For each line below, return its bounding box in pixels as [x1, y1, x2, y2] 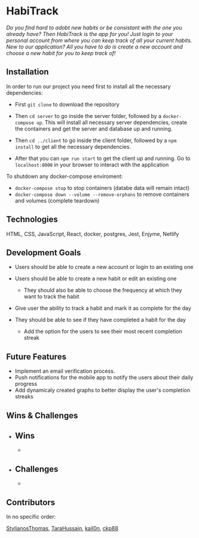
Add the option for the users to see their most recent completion [23, 328, 182, 335]
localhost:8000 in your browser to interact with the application [14, 161, 169, 168]
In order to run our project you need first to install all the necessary [6, 83, 172, 90]
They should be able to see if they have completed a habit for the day [14, 316, 186, 324]
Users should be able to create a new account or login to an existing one [14, 264, 194, 271]
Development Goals [6, 247, 81, 258]
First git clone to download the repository [14, 101, 120, 108]
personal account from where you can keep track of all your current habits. [6, 37, 192, 44]
